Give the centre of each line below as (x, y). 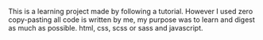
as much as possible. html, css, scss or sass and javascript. (106, 28)
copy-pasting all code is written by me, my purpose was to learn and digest (132, 20)
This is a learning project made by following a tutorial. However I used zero (131, 11)
